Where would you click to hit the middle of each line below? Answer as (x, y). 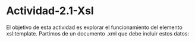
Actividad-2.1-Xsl (50, 11)
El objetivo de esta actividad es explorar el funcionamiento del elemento (94, 27)
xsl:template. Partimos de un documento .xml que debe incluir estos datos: (97, 33)
